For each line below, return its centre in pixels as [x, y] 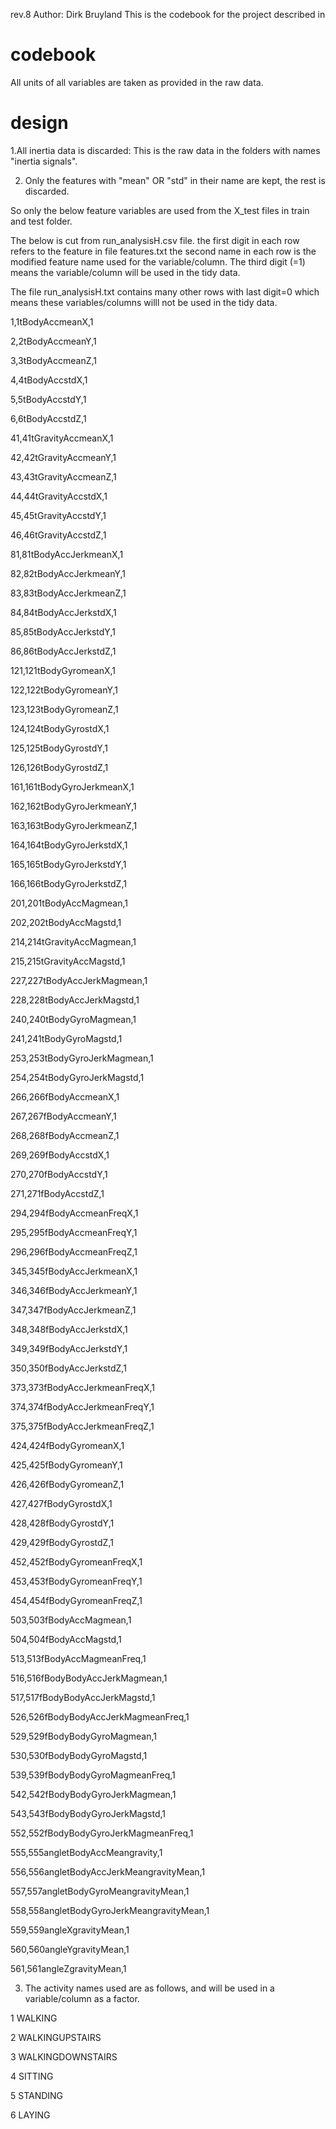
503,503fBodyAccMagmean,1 [71, 1620]
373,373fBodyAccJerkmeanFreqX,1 [82, 1387]
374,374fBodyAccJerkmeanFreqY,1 [82, 1406]
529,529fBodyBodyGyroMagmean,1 [83, 1736]
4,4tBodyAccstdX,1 [49, 380]
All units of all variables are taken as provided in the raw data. [137, 82]
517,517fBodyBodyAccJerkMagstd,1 [83, 1697]
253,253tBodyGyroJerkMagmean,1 [82, 1058]
